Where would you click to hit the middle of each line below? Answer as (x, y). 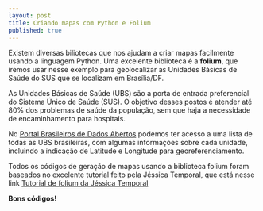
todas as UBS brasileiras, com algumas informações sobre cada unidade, (128, 143)
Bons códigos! (33, 198)
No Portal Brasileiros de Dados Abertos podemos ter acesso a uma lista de (130, 134)
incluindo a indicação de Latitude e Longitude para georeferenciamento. (126, 151)
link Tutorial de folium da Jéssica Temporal (78, 183)
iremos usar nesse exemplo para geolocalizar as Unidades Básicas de (123, 70)
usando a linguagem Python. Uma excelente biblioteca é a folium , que (123, 61)
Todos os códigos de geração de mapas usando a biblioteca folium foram (129, 167)
